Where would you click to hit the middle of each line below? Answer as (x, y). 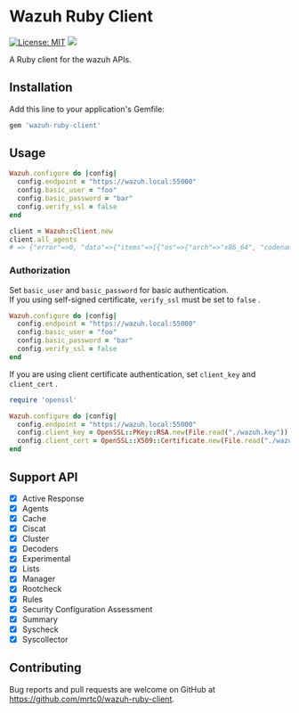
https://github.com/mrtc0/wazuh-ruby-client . (92, 699)
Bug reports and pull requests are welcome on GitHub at (113, 689)
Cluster (35, 539)
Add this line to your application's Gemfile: (87, 109)
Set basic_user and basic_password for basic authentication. (119, 290)
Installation (41, 88)
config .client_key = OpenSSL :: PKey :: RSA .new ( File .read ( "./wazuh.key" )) (153, 433)
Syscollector (45, 639)
